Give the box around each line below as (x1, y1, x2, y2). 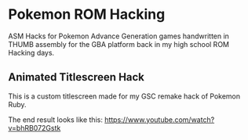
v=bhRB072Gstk (8, 123, 61, 132)
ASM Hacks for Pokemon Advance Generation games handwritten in (8, 31, 230, 41)
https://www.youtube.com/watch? (104, 115, 215, 124)
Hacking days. (8, 48, 55, 57)
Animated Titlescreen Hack (8, 70, 145, 84)
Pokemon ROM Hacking (8, 5, 166, 23)
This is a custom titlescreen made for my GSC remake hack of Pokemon (8, 92, 241, 101)
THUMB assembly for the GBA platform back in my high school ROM (8, 39, 230, 48)
